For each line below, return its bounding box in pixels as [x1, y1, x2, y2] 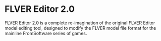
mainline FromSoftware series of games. [4, 30, 87, 36]
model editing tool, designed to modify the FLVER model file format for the [4, 25, 157, 31]
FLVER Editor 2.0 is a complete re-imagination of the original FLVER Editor [4, 20, 156, 26]
